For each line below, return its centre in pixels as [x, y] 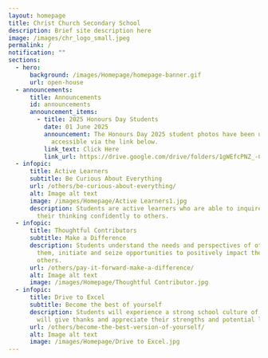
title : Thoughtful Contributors [83, 231]
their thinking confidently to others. [103, 216]
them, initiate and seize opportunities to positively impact [142, 253]
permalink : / [30, 45]
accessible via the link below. [104, 142]
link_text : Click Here [81, 149]
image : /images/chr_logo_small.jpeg [69, 38]
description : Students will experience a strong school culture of [144, 312]
